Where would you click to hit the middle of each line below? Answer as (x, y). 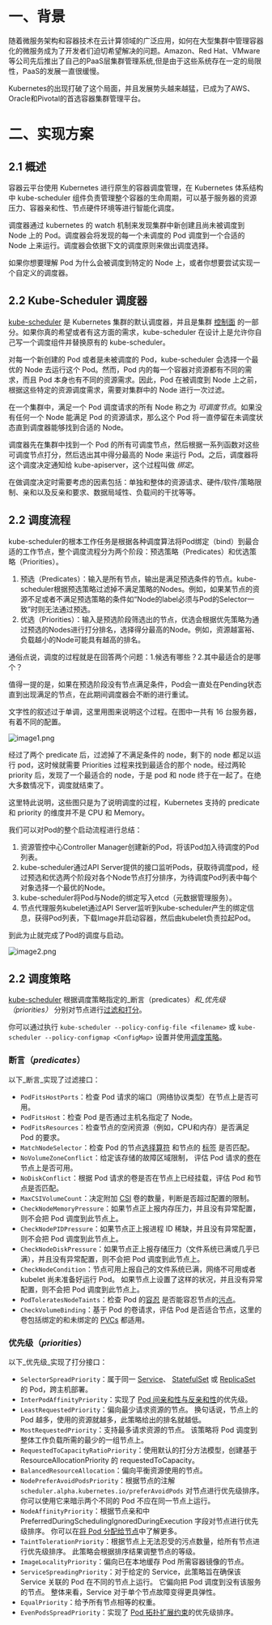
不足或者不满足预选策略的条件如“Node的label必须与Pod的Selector (137, 599)
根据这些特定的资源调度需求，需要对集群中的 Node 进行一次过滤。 (119, 389)
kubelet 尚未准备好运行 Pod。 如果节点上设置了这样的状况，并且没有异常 (141, 1279)
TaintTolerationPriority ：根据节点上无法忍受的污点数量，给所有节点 (136, 1541)
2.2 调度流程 (40, 520)
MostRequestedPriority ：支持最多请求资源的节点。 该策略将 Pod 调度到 (138, 1430)
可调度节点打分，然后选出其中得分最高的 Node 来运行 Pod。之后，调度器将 (134, 454)
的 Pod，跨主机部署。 (56, 1389)
